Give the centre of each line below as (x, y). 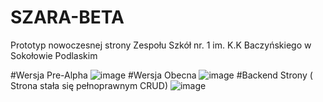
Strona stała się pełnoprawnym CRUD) (89, 85)
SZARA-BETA (67, 17)
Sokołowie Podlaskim (54, 55)
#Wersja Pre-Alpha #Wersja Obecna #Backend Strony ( (161, 75)
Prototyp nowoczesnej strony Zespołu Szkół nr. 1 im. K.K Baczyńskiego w (161, 45)
